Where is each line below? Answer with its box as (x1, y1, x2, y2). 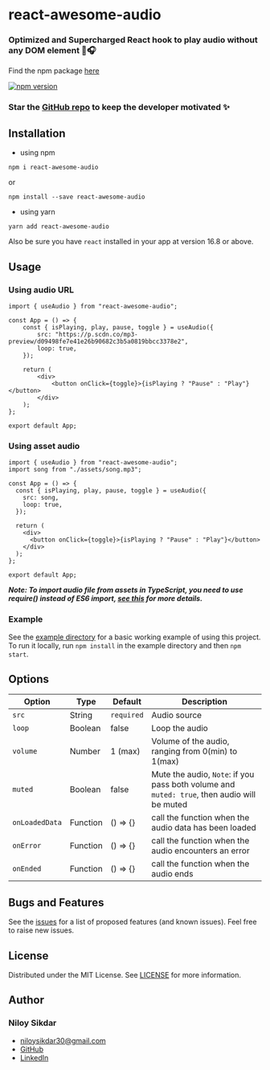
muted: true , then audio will (151, 789, 256, 800)
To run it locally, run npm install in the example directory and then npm (8, 640, 242, 650)
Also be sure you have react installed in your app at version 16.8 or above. (8, 237, 254, 247)
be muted (151, 799, 187, 811)
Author (8, 994, 44, 1007)
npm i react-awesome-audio (8, 163, 99, 172)
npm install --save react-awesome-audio (8, 193, 146, 202)
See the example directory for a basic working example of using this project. (8, 632, 261, 642)
